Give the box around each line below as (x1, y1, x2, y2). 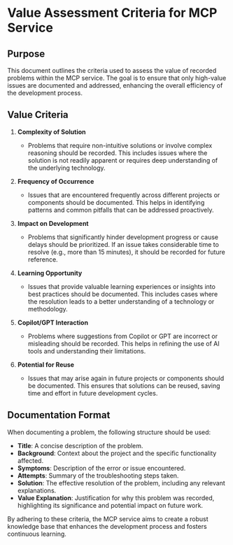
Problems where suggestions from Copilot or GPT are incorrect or (27, 332, 218, 340)
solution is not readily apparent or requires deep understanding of (27, 156, 218, 164)
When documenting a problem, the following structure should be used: (7, 428, 211, 436)
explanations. (17, 486, 57, 494)
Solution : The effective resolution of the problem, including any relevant (17, 478, 225, 487)
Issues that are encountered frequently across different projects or (27, 191, 220, 199)
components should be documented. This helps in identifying (27, 198, 205, 206)
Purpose (7, 48, 45, 60)
